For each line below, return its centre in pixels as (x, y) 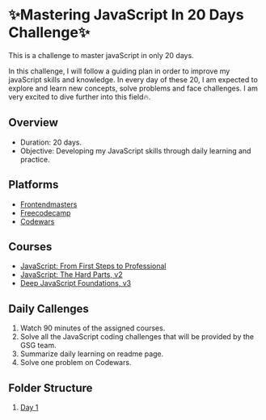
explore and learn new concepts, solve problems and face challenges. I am (133, 88)
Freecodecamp (45, 212)
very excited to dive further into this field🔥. (80, 97)
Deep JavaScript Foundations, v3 (76, 283)
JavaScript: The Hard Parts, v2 (71, 275)
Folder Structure (51, 388)
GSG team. (38, 346)
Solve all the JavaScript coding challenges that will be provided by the (137, 337)
